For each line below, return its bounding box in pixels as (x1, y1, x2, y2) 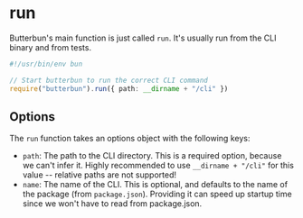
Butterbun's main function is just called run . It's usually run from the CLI (9, 32, 277, 43)
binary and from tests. (9, 41, 92, 52)
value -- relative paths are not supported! (22, 169, 176, 180)
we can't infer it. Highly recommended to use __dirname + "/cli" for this (22, 160, 294, 171)
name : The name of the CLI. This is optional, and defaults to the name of (22, 179, 288, 190)
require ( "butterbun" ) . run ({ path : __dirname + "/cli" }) (9, 84, 229, 93)
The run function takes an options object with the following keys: (9, 133, 251, 144)
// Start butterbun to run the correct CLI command (9, 76, 208, 85)
